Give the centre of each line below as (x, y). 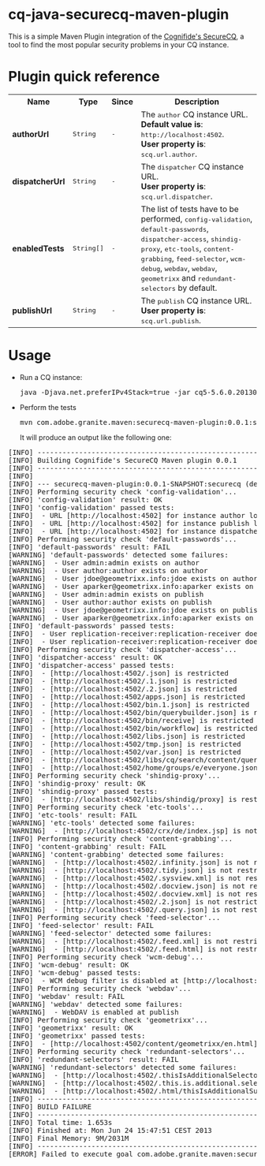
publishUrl (32, 311)
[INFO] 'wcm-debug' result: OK (69, 965)
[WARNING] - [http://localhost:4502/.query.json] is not (123, 909)
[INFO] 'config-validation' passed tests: (91, 507)
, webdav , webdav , (189, 268)
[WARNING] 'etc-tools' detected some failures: (102, 823)
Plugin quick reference (84, 77)
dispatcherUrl (39, 181)
